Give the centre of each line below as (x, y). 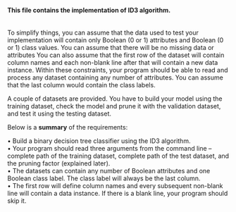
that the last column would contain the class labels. (82, 85)
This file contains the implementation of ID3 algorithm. (89, 10)
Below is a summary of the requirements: (68, 127)
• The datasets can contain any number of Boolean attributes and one (109, 171)
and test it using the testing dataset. (59, 113)
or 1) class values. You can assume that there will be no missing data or (111, 48)
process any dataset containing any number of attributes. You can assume (115, 77)
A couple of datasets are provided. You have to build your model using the (115, 99)
